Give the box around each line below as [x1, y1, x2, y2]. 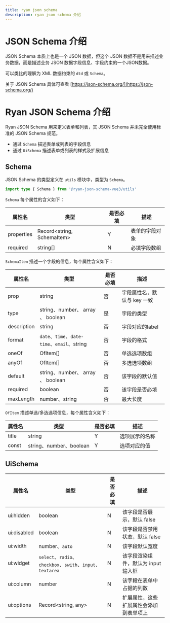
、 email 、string [50, 340, 87, 348]
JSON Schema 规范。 [15, 130, 61, 136]
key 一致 [133, 297, 153, 304]
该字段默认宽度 [122, 542, 158, 549]
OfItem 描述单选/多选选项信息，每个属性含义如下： [5, 409, 110, 416]
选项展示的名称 [119, 433, 155, 440]
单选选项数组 [121, 350, 153, 357]
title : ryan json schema [5, 7, 58, 13]
